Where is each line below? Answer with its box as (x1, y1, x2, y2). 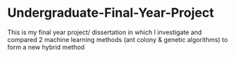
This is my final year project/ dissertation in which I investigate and (7, 28, 202, 36)
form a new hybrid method (7, 43, 85, 51)
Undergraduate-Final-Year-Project (7, 5, 214, 21)
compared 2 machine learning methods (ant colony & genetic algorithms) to (7, 35, 228, 43)
